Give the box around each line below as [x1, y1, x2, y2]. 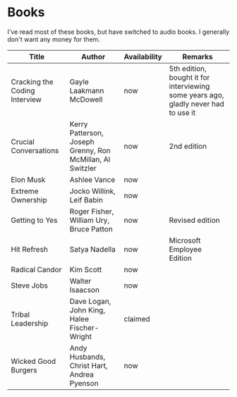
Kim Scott [69, 264, 102, 274]
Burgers [11, 365, 37, 374]
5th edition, [169, 63, 207, 73]
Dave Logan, [69, 296, 111, 306]
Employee [169, 244, 202, 254]
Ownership [11, 195, 47, 204]
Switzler [69, 163, 97, 173]
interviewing [169, 81, 210, 91]
